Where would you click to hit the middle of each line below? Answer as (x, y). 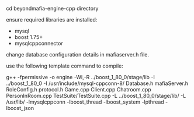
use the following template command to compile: (65, 66)
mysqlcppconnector (39, 43)
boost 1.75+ (28, 37)
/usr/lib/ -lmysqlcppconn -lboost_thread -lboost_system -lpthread (85, 102)
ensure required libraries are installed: (52, 19)
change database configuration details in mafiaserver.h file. (78, 54)
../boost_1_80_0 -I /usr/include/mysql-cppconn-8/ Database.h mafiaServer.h (97, 83)
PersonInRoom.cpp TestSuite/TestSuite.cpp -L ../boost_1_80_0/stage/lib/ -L (96, 96)
